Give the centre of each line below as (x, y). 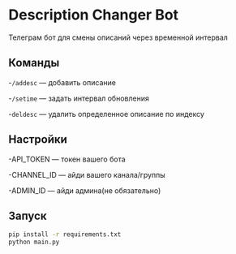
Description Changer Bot (94, 15)
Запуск (28, 215)
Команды (34, 63)
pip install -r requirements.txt (65, 235)
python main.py (34, 242)
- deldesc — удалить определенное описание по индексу (107, 114)
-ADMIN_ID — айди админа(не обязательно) (85, 190)
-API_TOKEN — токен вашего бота (67, 159)
